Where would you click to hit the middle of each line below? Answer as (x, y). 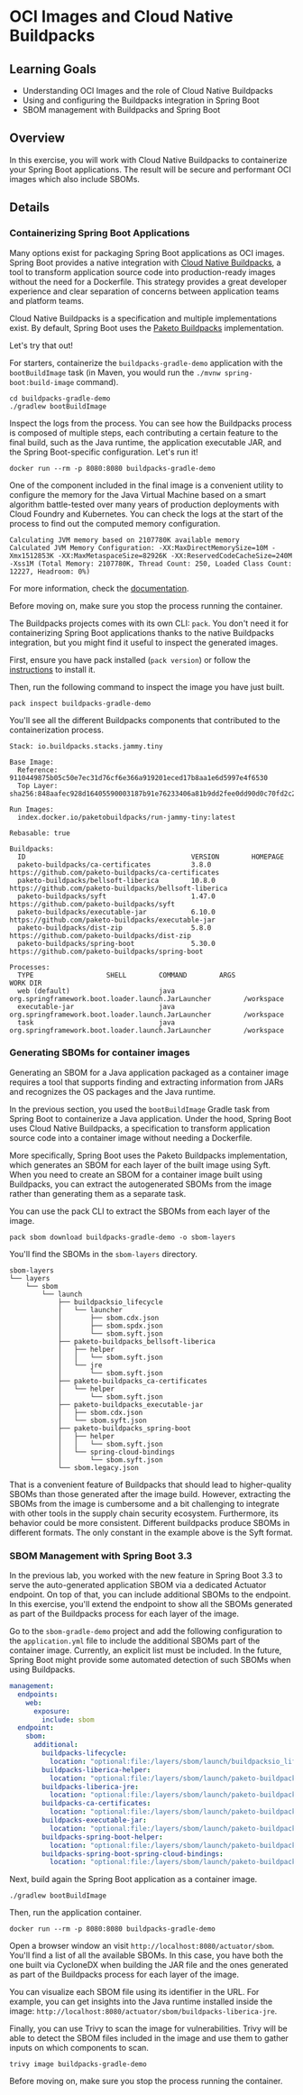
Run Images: (32, 809)
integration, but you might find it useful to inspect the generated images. (144, 642)
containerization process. (56, 730)
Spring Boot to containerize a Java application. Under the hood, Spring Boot (151, 1118)
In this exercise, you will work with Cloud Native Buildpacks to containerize (148, 160)
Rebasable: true (40, 833)
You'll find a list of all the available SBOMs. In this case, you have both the (147, 1955)
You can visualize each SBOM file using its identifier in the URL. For (134, 1992)
